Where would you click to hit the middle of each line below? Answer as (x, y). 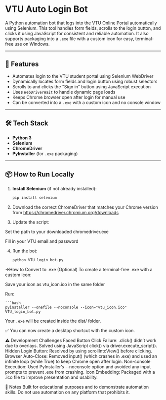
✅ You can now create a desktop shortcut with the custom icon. (70, 331)
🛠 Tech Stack (27, 123)
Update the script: (31, 222)
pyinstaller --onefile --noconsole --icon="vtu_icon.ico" (66, 308)
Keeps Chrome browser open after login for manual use (69, 97)
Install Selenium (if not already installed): (55, 189)
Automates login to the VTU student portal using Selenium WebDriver (83, 76)
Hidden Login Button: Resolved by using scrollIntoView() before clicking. (79, 351)
